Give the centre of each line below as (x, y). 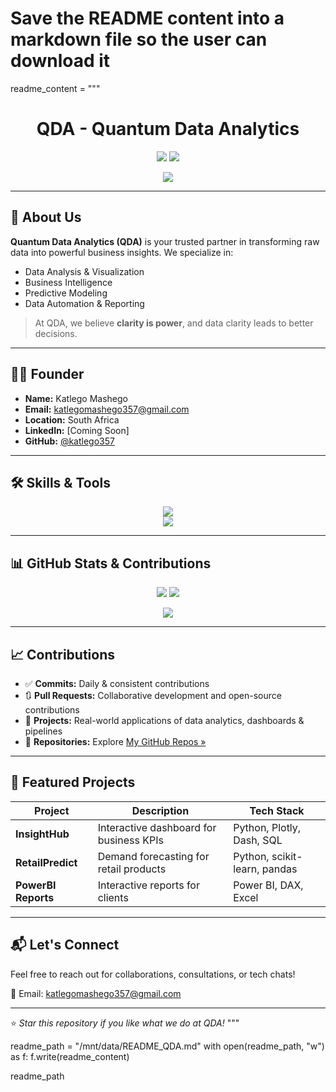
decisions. (56, 333)
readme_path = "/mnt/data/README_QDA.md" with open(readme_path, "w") (167, 1046)
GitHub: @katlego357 (69, 441)
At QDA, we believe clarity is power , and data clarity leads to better (174, 323)
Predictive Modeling (66, 293)
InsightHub (42, 834)
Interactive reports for (148, 885)
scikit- (287, 856)
